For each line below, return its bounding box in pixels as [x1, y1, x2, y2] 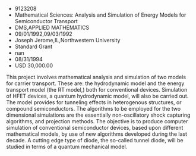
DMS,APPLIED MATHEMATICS [14, 24, 90, 31]
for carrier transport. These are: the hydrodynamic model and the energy [6, 80, 185, 87]
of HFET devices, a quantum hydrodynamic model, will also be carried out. [6, 92, 189, 99]
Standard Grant [14, 43, 52, 50]
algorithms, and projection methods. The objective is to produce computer [6, 118, 188, 124]
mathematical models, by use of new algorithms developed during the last [6, 130, 188, 138]
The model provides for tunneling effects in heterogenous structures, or [6, 99, 182, 106]
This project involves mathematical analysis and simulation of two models [6, 74, 186, 80]
